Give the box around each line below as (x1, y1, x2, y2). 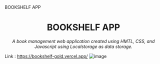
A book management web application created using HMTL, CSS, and (12, 38, 155, 44)
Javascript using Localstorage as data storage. (34, 43, 133, 49)
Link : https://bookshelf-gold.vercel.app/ (4, 53, 88, 59)
